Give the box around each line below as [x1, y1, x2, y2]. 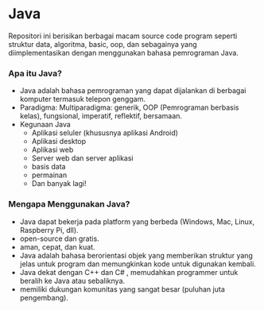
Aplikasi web [31, 145, 74, 155]
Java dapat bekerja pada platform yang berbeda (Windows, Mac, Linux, [19, 216, 255, 227]
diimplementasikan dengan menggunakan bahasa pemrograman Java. [8, 48, 239, 57]
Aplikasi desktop [31, 137, 87, 146]
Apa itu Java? [8, 68, 62, 79]
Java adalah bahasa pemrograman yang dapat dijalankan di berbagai [19, 86, 247, 95]
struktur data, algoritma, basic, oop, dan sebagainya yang [8, 39, 197, 48]
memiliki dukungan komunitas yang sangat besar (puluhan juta [19, 284, 225, 294]
